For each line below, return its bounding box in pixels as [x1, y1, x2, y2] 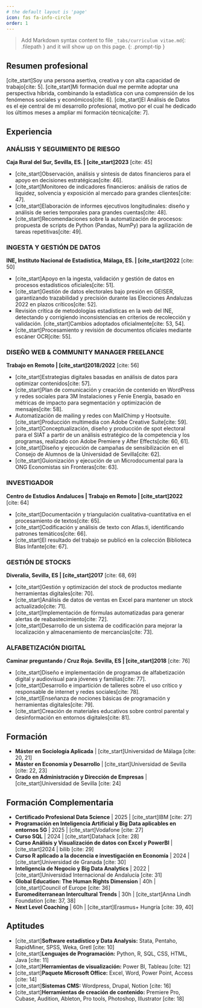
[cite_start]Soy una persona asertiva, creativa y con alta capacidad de [6, 77, 180, 84]
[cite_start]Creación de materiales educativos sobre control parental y [14, 708, 189, 715]
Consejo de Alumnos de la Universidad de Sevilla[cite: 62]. [14, 450, 161, 458]
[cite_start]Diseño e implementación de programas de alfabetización [14, 669, 185, 676]
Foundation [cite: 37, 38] [14, 897, 76, 904]
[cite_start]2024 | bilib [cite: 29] [14, 845, 94, 852]
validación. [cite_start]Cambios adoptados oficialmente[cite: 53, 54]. [14, 320, 186, 328]
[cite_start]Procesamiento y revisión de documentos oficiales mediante [14, 326, 192, 334]
